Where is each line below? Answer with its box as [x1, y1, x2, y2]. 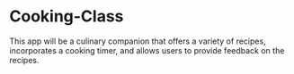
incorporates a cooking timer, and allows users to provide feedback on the [9, 45, 285, 55]
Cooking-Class [9, 6, 124, 27]
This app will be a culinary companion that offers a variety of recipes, [9, 36, 267, 46]
